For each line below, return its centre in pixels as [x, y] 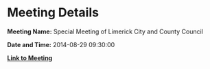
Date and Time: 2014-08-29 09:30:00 [61, 44]
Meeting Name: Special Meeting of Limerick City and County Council [105, 31]
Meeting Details [53, 13]
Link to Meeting [30, 58]
